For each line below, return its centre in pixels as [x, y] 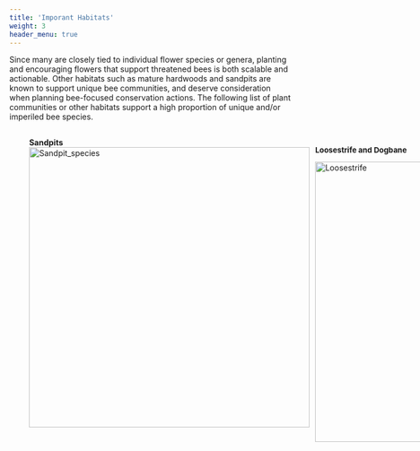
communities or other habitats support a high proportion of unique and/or [145, 108]
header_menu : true [44, 34]
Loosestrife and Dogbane [361, 150]
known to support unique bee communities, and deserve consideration [140, 88]
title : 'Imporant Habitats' [62, 17]
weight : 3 [28, 26]
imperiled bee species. [52, 117]
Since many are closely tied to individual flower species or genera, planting [148, 60]
